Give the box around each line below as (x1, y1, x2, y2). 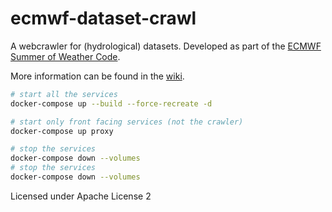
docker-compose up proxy (10, 126, 114, 136)
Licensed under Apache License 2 (10, 190, 152, 202)
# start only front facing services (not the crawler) (10, 117, 244, 127)
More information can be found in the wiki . (10, 70, 185, 82)
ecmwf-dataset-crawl (10, 7, 197, 30)
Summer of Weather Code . (10, 50, 121, 62)
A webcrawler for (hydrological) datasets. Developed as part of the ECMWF (10, 40, 322, 52)
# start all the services (10, 89, 118, 99)
